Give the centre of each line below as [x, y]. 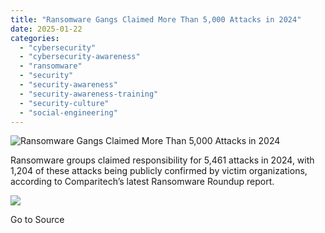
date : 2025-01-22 [46, 29]
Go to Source [37, 220]
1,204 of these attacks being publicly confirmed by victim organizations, [159, 171]
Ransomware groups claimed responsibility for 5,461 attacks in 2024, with [162, 160]
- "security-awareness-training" [89, 94]
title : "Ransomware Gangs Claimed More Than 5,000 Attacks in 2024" [156, 19]
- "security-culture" [64, 103]
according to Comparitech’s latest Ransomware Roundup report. [142, 182]
